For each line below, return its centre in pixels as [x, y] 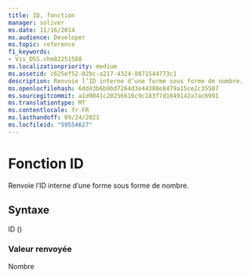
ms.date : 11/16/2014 [42, 30]
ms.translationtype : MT [47, 103]
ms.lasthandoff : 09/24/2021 [54, 118]
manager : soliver [36, 23]
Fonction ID [46, 164]
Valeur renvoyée [40, 250]
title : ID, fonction [42, 15]
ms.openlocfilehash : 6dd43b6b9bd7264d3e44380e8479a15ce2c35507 [114, 88]
